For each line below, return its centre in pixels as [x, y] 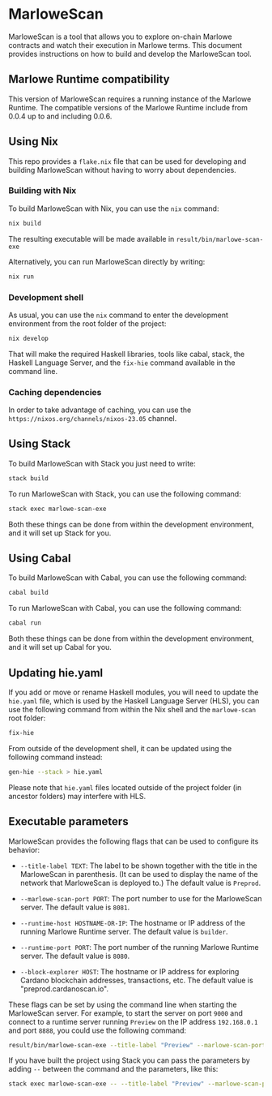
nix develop [28, 338]
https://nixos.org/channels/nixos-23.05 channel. [93, 419]
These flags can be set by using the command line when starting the [123, 1004]
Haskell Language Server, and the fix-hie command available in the [122, 363]
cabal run [25, 623]
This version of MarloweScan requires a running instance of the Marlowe [130, 99]
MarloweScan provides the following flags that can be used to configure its [134, 841]
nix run [21, 277]
